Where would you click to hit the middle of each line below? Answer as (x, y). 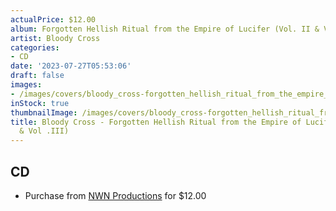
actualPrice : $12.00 (53, 19)
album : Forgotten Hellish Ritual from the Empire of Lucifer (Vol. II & (165, 29)
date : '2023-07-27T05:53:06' (71, 66)
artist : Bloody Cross (55, 38)
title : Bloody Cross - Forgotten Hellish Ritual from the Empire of (156, 122)
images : (26, 85)
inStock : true (40, 103)
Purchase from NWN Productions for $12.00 (115, 195)
